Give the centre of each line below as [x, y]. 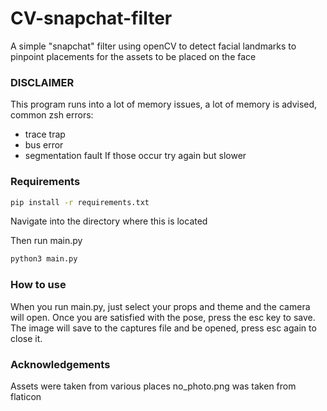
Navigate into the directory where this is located [109, 221]
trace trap [45, 134]
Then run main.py [46, 241]
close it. [26, 338]
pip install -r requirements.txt [80, 202]
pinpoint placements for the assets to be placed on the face [133, 56]
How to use [38, 285]
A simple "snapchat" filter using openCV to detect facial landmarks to [153, 46]
